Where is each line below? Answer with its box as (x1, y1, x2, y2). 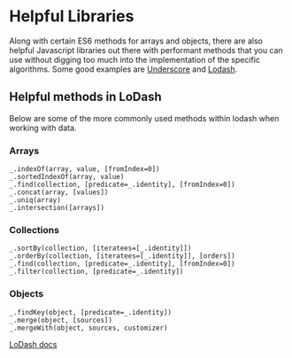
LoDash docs (9, 339, 58, 349)
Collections (9, 223, 60, 236)
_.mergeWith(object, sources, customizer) (9, 323, 168, 332)
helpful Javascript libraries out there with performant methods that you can (9, 44, 283, 55)
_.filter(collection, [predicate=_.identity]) (9, 268, 184, 276)
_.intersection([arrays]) (9, 204, 104, 213)
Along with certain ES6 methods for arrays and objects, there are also (9, 35, 264, 46)
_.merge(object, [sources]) (9, 315, 113, 324)
